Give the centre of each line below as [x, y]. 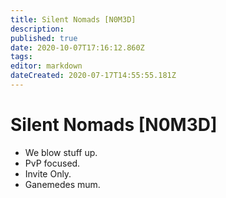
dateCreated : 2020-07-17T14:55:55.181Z [93, 76]
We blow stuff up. [61, 152]
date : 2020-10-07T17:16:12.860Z [77, 47]
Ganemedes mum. [62, 184]
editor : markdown [46, 66]
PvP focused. [52, 163]
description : [37, 29]
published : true [44, 38]
